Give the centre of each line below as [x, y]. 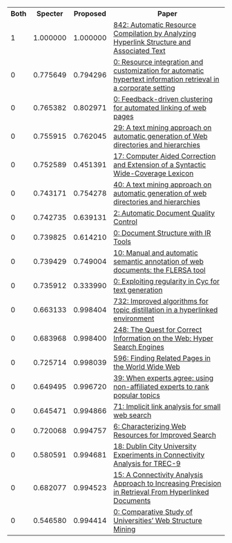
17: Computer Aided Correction [165, 156]
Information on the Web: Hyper [164, 338]
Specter [50, 13]
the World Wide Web [147, 367]
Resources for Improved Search [165, 435]
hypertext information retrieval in [166, 79]
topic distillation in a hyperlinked [166, 310]
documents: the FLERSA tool [159, 270]
